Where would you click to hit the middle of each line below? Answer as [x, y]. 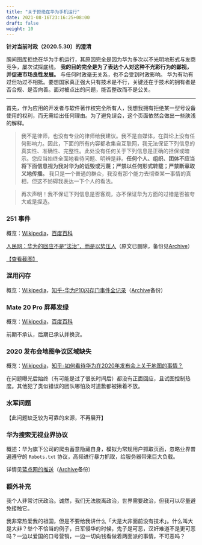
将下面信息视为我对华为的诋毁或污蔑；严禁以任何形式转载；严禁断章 [105, 166]
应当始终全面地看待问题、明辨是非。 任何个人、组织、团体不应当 [116, 159]
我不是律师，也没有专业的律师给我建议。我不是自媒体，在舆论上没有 [105, 136]
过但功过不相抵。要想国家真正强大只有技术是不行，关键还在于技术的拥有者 [98, 82]
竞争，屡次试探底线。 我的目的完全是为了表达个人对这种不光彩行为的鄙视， [99, 67]
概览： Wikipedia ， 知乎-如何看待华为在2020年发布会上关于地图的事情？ [95, 366]
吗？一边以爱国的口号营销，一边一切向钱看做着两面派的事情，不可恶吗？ [96, 536]
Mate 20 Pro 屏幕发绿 [38, 307]
